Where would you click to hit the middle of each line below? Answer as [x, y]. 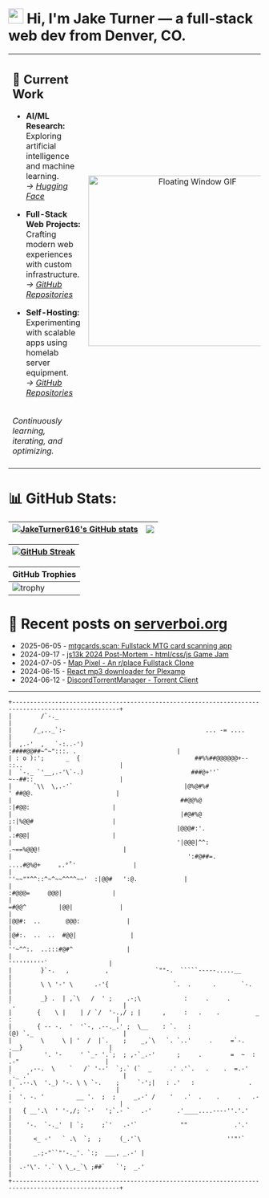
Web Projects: [53, 225]
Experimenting [53, 323]
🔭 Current [41, 79]
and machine [50, 166]
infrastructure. [53, 274]
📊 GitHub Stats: [63, 498]
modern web [50, 245]
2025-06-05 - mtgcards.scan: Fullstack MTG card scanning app [126, 646]
